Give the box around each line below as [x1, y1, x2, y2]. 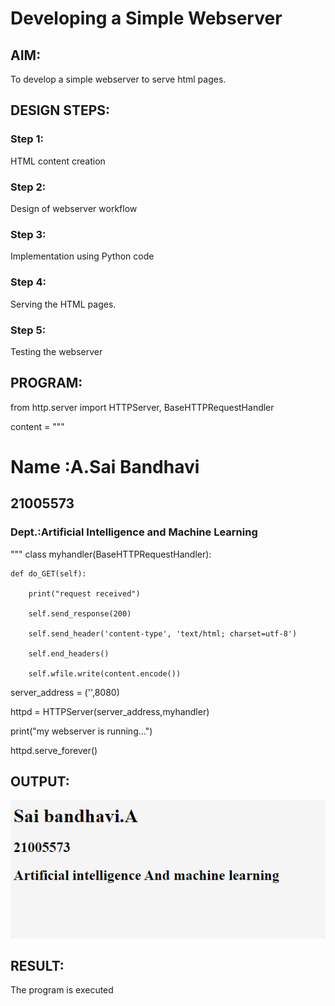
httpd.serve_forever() [10, 744, 98, 756]
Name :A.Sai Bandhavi [10, 455, 200, 478]
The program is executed [10, 984, 114, 996]
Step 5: [10, 323, 47, 337]
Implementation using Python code [10, 250, 155, 262]
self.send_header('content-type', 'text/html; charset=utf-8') [28, 628, 298, 639]
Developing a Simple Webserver [10, 7, 283, 30]
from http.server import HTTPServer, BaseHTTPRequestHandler [10, 401, 275, 413]
